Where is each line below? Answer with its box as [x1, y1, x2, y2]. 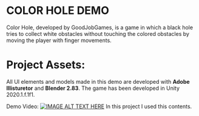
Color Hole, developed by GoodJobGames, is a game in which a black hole [6, 24, 193, 31]
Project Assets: [6, 58, 86, 72]
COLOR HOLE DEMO [6, 4, 109, 18]
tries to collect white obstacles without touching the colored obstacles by [6, 30, 190, 37]
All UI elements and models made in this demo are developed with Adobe [6, 78, 190, 85]
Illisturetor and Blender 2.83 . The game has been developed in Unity [6, 84, 180, 92]
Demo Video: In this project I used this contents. [6, 103, 192, 110]
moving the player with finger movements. [6, 36, 112, 44]
